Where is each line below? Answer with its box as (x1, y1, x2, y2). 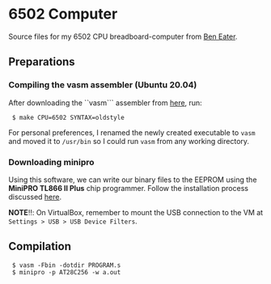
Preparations (8, 55, 75, 69)
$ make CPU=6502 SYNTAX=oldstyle (11, 113, 125, 121)
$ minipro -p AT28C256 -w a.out (11, 268, 121, 276)
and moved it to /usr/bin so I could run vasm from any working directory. (8, 136, 249, 146)
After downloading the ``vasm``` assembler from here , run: (8, 98, 202, 108)
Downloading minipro (8, 156, 95, 167)
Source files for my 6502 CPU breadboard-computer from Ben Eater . (8, 32, 238, 41)
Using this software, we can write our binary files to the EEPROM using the (8, 175, 257, 184)
